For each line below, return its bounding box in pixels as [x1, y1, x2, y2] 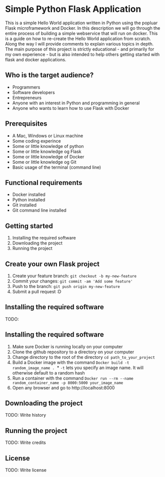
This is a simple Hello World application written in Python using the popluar [5, 20, 158, 26]
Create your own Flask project [5, 260, 100, 268]
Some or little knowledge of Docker [12, 153, 84, 159]
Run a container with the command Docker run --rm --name [12, 375, 133, 381]
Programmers [12, 84, 41, 90]
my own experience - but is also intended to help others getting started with [5, 51, 160, 57]
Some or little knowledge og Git [12, 159, 77, 165]
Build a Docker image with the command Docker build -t [12, 359, 129, 365]
